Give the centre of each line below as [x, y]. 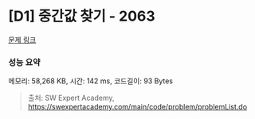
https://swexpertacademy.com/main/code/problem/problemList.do [137, 107]
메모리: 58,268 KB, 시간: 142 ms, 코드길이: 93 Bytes [91, 81]
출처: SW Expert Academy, [71, 98]
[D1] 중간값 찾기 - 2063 [82, 16]
